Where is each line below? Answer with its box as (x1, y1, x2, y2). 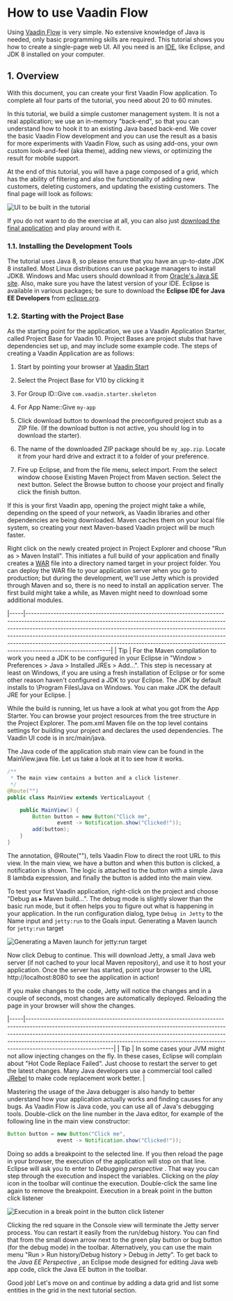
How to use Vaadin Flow (7, 5, 149, 21)
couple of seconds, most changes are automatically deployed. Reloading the (7, 994, 227, 1002)
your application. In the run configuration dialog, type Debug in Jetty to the (7, 909, 223, 917)
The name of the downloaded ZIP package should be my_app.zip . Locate (17, 445, 226, 453)
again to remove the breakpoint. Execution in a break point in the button (7, 1186, 213, 1195)
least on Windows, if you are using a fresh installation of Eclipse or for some (7, 669, 225, 677)
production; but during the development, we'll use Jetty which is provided (7, 574, 219, 582)
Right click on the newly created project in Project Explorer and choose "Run (7, 544, 227, 553)
